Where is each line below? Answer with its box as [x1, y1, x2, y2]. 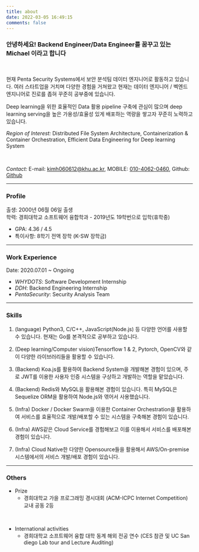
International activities [14, 525, 69, 532]
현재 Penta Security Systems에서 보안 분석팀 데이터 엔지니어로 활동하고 [6, 75, 174, 83]
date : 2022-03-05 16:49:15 [6, 14, 73, 20]
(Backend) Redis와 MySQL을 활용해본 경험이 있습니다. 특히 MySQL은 [14, 385, 178, 392]
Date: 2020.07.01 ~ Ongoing [6, 267, 74, 274]
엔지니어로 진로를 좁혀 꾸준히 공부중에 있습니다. [6, 90, 115, 97]
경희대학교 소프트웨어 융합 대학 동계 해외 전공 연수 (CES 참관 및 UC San [23, 532, 190, 539]
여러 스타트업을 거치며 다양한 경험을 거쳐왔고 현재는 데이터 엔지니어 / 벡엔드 [14, 83, 188, 90]
